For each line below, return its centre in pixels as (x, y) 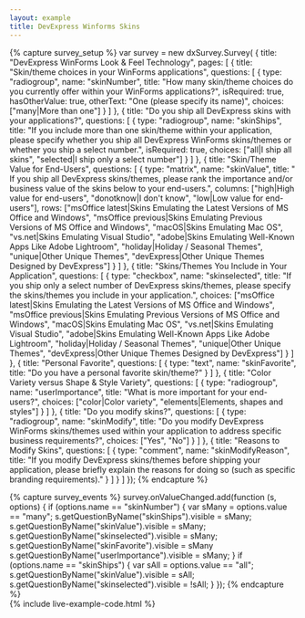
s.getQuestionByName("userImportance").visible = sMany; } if (126, 555)
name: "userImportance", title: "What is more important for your (128, 392)
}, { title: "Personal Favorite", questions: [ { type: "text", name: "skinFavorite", (153, 362)
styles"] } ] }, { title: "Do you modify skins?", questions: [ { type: (128, 411)
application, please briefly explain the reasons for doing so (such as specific (152, 469)
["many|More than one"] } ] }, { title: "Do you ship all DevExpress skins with (150, 110)
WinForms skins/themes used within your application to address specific (146, 431)
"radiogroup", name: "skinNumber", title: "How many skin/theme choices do (152, 81)
